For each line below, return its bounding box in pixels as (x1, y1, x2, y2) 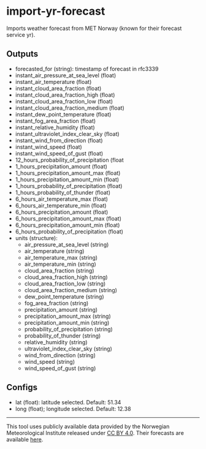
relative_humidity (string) (24, 338, 88, 345)
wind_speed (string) (24, 358, 75, 365)
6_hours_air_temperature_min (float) (15, 202, 107, 209)
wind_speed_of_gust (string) (24, 364, 96, 372)
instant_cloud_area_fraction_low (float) (15, 97, 113, 105)
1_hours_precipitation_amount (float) (15, 162, 107, 170)
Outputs (6, 49, 39, 59)
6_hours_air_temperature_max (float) (15, 195, 109, 203)
